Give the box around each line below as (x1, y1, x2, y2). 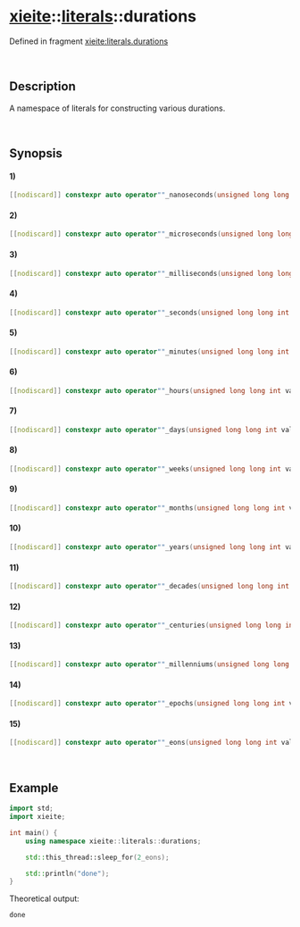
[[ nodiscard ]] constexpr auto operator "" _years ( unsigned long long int (9, 543, 281, 552)
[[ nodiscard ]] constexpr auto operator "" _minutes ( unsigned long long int (9, 347, 290, 356)
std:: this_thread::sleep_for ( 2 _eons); (25, 853, 170, 862)
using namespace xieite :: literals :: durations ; (25, 837, 202, 846)
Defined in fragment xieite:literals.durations (9, 36, 169, 46)
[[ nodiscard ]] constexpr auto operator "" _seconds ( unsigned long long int (9, 308, 290, 317)
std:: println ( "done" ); (25, 869, 110, 878)
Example (9, 780, 59, 796)
